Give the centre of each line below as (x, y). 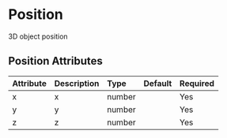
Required (197, 83)
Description (77, 83)
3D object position (38, 36)
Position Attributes (55, 61)
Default (158, 83)
